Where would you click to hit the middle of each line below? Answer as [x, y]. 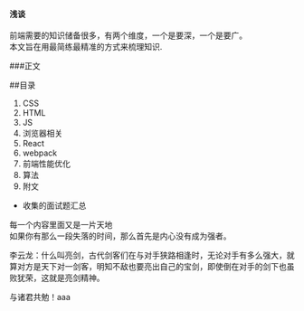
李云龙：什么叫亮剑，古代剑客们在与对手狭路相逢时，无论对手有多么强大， [148, 255]
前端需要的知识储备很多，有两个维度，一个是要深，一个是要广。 [128, 35]
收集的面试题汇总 [54, 206]
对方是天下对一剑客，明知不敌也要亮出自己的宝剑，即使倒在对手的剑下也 [152, 267]
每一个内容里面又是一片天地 [61, 225]
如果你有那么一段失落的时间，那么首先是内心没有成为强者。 [120, 236]
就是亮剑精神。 [76, 278]
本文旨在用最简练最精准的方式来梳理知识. [86, 47]
